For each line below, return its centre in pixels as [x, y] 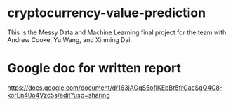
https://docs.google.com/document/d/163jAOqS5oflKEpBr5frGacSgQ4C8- [115, 87]
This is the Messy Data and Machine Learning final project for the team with [117, 32]
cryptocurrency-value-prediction [106, 13]
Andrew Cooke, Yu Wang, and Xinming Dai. [69, 39]
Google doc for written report [94, 68]
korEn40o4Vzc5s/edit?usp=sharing [59, 95]
